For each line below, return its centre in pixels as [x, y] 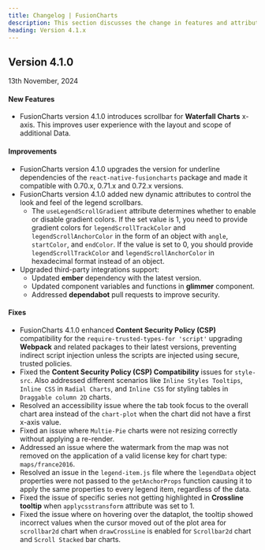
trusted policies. [46, 363]
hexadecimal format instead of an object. [98, 261]
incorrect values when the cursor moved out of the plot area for [123, 522]
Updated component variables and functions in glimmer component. [143, 286]
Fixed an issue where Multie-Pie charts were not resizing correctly [129, 430]
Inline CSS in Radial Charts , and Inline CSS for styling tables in [124, 388]
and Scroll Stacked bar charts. [70, 539]
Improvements [33, 151]
